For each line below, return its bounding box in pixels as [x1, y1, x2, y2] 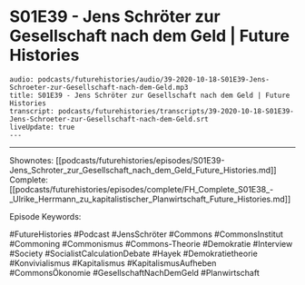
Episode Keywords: [9, 211, 82, 221]
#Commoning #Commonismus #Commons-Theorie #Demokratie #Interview [9, 238, 293, 249]
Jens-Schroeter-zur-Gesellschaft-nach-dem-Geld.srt [9, 114, 209, 123]
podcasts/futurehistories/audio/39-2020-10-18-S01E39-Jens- [37, 74, 271, 84]
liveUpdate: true [9, 123, 75, 132]
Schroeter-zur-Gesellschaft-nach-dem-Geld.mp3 [9, 83, 189, 92]
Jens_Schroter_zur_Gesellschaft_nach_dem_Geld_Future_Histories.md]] [9, 164, 277, 175]
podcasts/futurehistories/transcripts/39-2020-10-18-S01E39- [57, 106, 295, 115]
